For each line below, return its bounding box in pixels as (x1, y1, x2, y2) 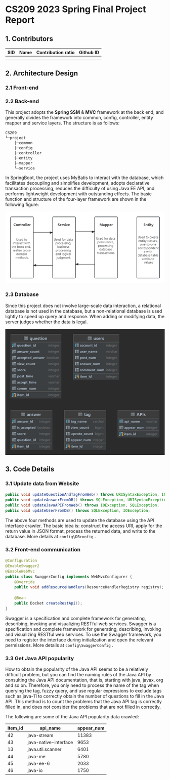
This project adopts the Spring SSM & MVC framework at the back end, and (5, 109, 164, 115)
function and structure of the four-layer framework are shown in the (5, 196, 147, 202)
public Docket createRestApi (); (14, 601, 82, 606)
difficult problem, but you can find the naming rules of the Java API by (5, 672, 152, 678)
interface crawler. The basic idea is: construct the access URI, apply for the (5, 523, 162, 529)
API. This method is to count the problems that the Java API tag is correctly (5, 699, 162, 705)
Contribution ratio (36, 49, 75, 55)
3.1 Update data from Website (5, 480, 79, 487)
